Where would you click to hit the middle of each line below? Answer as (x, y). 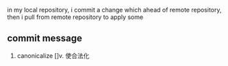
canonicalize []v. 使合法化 (53, 55)
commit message (45, 38)
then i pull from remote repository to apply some (75, 17)
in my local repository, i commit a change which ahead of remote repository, (114, 10)
